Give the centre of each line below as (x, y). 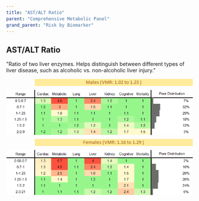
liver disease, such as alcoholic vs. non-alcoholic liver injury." (81, 71)
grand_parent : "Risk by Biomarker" (50, 25)
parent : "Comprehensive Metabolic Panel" (58, 19)
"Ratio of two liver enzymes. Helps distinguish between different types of (95, 64)
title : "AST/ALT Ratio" (36, 12)
